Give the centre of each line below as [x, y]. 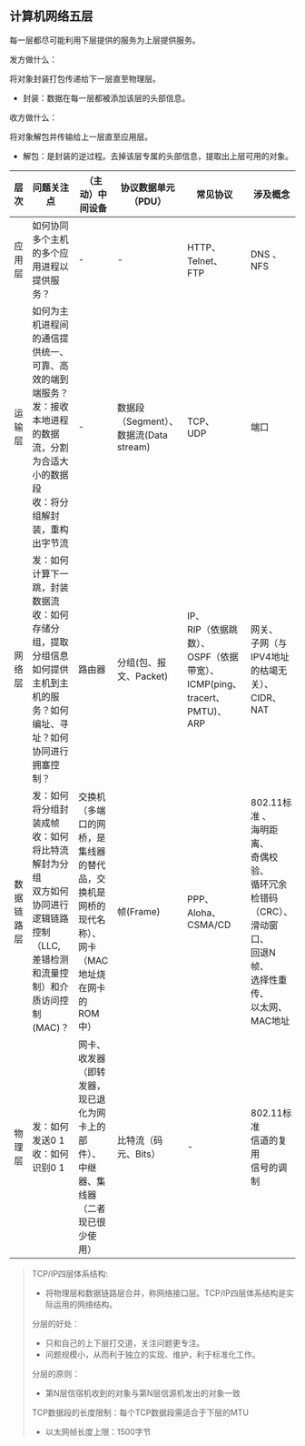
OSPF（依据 [213, 656]
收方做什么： [33, 117]
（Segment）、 [148, 421]
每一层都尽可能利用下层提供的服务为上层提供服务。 [105, 40]
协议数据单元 [148, 187]
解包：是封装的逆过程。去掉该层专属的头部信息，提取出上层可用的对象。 [157, 156]
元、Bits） [138, 1154]
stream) [133, 447]
